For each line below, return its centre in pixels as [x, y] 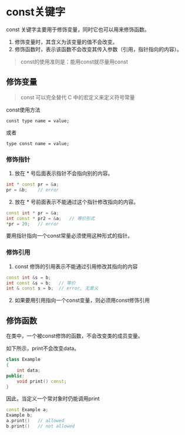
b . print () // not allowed [41, 426]
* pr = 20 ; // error [33, 224]
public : [16, 376]
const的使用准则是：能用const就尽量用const [74, 62]
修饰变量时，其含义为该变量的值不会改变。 [66, 42]
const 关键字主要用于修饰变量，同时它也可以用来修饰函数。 [78, 29]
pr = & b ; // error [33, 190]
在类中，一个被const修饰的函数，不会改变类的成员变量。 [75, 336]
